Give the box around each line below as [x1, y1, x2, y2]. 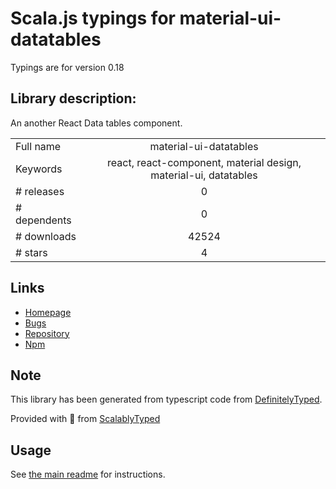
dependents [15, 213, 72, 227]
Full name [15, 139, 62, 153]
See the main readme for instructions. [10, 468, 166, 481]
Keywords [15, 162, 63, 176]
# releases [15, 184, 65, 198]
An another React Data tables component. [10, 117, 183, 129]
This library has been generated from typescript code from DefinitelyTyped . [10, 393, 323, 406]
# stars [15, 245, 48, 259]
